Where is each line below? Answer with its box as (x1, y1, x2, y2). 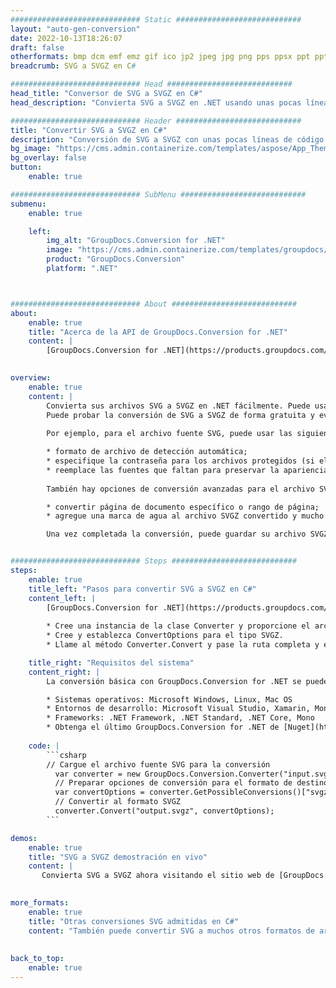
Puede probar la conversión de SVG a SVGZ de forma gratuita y (46, 410, 315, 420)
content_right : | (28, 667, 101, 677)
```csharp (46, 750, 87, 760)
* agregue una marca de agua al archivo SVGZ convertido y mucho (46, 511, 325, 521)
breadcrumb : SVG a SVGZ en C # (10, 61, 137, 71)
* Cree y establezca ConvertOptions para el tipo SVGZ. (46, 631, 284, 641)
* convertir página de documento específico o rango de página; (46, 502, 320, 512)
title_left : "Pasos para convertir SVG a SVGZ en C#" (28, 584, 257, 594)
